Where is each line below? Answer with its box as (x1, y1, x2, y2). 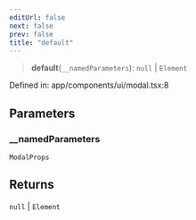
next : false (9, 21, 53, 30)
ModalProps (9, 153, 50, 162)
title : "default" (9, 38, 74, 47)
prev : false (9, 30, 53, 38)
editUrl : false (9, 13, 66, 22)
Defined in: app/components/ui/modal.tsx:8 (9, 80, 169, 90)
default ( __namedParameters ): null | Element (30, 63, 188, 73)
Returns (9, 177, 55, 192)
